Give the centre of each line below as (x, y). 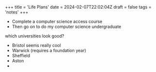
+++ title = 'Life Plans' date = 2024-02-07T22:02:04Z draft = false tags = (78, 7)
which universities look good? (35, 36)
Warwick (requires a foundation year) (49, 50)
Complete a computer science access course (57, 22)
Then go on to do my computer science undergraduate (67, 27)
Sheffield (21, 56)
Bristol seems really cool (36, 45)
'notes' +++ (17, 12)
